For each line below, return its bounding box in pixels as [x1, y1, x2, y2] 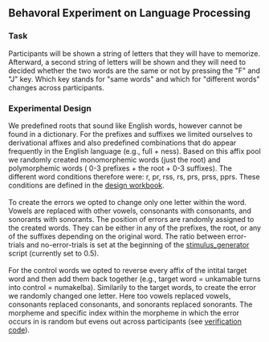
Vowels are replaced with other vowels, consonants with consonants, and [8, 206, 251, 215]
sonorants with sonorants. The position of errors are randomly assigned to [8, 214, 255, 223]
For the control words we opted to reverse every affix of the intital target [8, 265, 247, 275]
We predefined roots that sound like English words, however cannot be [8, 120, 243, 131]
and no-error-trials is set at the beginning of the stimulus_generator [26, 239, 250, 249]
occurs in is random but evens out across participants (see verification [8, 316, 243, 326]
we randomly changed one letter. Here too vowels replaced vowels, [8, 291, 231, 300]
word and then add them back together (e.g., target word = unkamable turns [8, 274, 261, 284]
